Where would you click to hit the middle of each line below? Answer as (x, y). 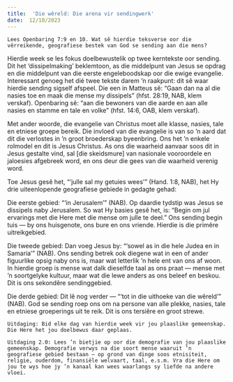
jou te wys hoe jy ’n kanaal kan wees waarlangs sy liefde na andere (111, 367)
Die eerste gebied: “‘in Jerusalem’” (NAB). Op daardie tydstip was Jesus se (115, 202)
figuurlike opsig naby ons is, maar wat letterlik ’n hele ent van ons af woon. (114, 260)
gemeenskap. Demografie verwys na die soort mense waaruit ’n (99, 348)
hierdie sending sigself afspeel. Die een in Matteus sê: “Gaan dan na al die (114, 88)
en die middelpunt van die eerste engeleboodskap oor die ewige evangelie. (115, 73)
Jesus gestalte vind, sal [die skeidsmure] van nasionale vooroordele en (109, 153)
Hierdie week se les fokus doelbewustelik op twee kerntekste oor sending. (114, 58)
